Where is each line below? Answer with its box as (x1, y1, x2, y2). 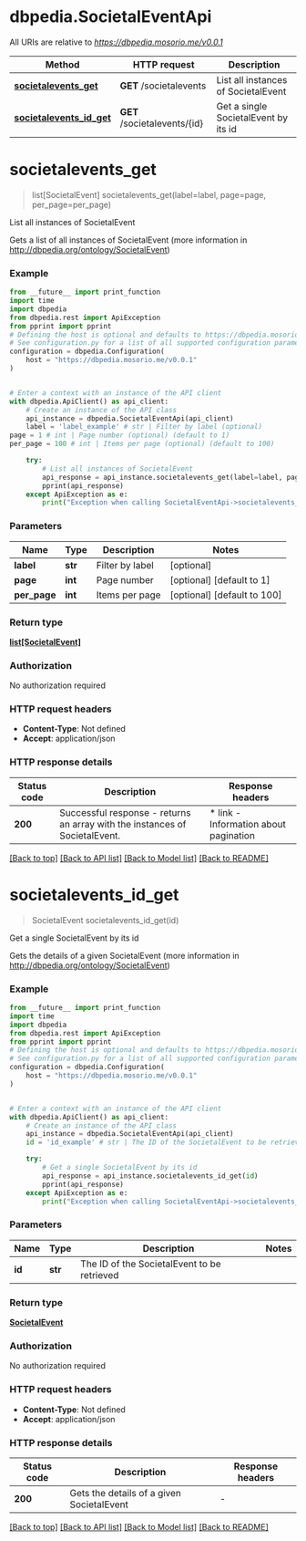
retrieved (80, 1268, 119, 1281)
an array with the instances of (58, 817, 187, 830)
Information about (209, 817, 287, 830)
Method (45, 57, 80, 70)
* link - (209, 806, 241, 818)
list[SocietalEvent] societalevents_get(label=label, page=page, (31, 189, 267, 200)
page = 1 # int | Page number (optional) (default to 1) (9, 431, 230, 440)
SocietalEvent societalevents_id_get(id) (31, 914, 179, 925)
